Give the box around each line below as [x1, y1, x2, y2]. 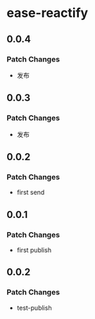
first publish [16, 246, 52, 254]
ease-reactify [6, 5, 89, 21]
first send [16, 188, 45, 197]
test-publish [16, 303, 52, 312]
